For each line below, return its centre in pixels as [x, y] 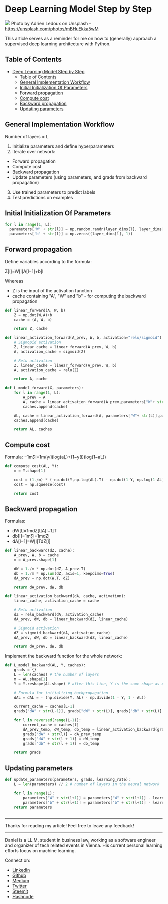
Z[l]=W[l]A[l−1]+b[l [24, 271]
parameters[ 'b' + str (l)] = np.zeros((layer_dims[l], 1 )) [71, 234]
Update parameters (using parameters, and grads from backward [80, 177]
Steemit [20, 891]
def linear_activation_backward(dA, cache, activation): [66, 596]
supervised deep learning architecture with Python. [58, 44]
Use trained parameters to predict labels [54, 192]
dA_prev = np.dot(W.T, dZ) [42, 578]
